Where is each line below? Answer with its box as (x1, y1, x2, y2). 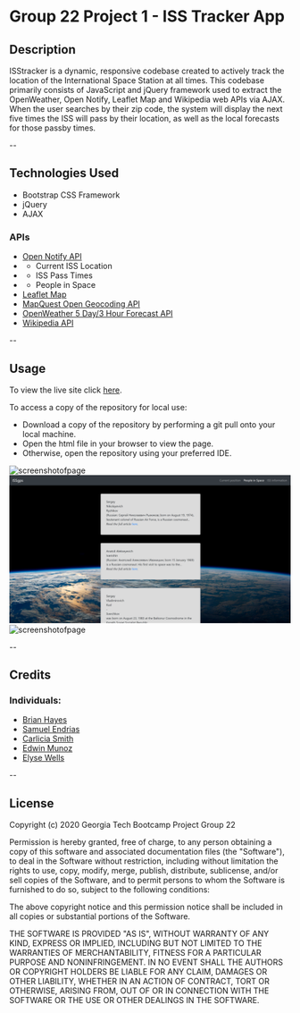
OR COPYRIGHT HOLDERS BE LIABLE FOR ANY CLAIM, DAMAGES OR (9, 967, 268, 977)
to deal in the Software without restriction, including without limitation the (9, 856, 279, 866)
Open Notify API (21, 251, 82, 262)
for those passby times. (9, 122, 96, 133)
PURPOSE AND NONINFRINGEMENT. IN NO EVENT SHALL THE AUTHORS (9, 957, 284, 967)
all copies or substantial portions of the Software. (9, 911, 190, 922)
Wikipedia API (21, 317, 74, 328)
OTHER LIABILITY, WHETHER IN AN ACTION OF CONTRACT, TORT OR (9, 976, 270, 987)
